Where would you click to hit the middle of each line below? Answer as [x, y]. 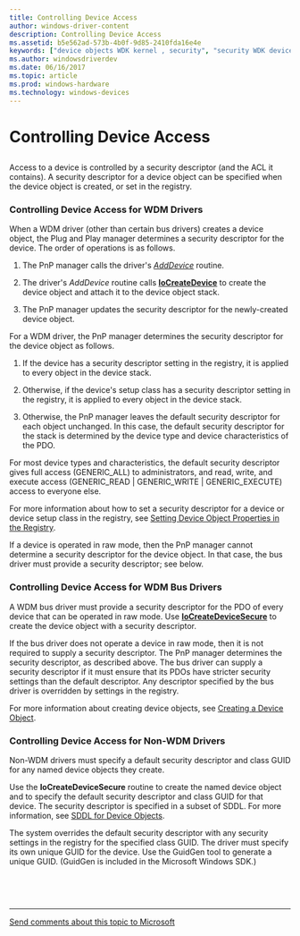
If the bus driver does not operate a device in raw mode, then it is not [136, 643]
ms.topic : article [43, 76]
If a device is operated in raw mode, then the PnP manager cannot [131, 545]
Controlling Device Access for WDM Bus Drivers [116, 587]
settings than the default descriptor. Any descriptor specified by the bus [142, 681]
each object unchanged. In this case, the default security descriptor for [153, 427]
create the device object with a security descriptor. [103, 625]
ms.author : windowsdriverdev [63, 59]
